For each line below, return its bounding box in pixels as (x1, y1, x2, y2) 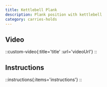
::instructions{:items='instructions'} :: (5, 76, 82, 82)
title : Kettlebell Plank (5, 7, 57, 13)
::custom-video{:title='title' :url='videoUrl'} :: (5, 49, 97, 55)
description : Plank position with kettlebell (5, 12, 102, 17)
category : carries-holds (5, 17, 57, 22)
